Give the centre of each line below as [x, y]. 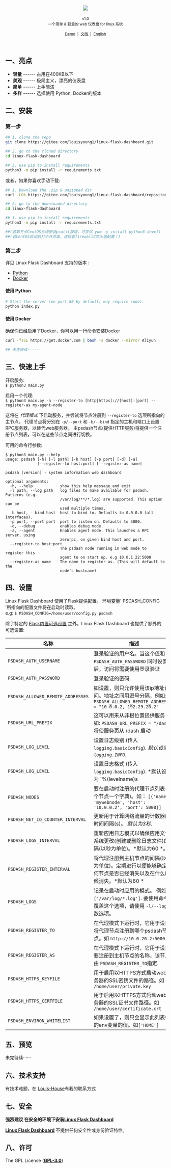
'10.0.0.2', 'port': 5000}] [127, 807]
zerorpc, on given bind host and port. [102, 539]
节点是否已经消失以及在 [127, 873]
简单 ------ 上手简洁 [34, 87]
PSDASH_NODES [24, 797]
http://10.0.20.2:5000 [138, 938]
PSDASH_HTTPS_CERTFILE [35, 1001]
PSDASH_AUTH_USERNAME [34, 661]
